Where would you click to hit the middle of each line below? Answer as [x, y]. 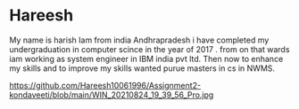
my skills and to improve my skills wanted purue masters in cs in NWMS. [142, 68]
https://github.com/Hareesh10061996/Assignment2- [105, 85]
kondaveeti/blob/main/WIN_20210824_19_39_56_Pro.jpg [112, 95]
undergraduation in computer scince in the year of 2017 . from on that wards [149, 49]
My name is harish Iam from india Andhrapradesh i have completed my [139, 40]
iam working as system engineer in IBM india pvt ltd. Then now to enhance [146, 58]
